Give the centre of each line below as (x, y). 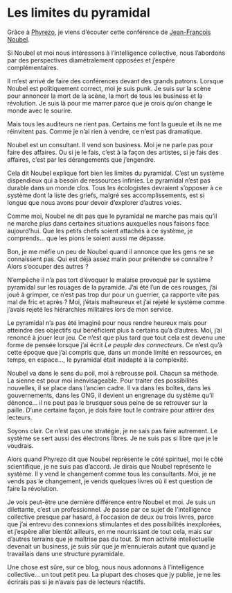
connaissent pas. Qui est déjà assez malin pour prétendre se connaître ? (110, 259)
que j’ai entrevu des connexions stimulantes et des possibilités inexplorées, (114, 524)
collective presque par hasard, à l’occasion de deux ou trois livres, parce (111, 517)
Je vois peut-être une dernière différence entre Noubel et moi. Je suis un (111, 502)
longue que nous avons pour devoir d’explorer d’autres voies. (95, 202)
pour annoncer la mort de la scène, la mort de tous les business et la (105, 96)
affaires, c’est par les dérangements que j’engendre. (81, 159)
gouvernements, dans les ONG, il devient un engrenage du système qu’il (110, 395)
